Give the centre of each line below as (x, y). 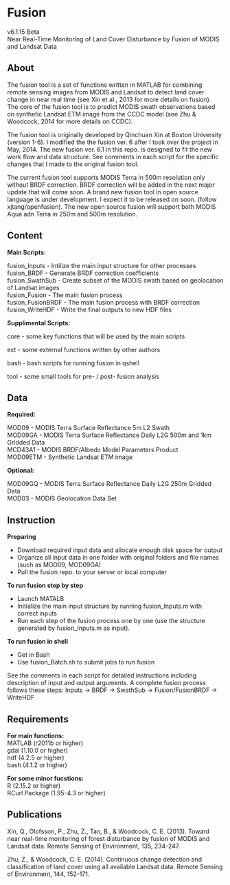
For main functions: (36, 736)
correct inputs (37, 613)
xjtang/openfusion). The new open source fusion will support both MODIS (112, 206)
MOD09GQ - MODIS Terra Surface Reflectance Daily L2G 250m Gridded (109, 484)
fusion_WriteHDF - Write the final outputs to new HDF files (90, 309)
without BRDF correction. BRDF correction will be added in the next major (111, 185)
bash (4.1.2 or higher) (37, 765)
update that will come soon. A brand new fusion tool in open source (103, 192)
